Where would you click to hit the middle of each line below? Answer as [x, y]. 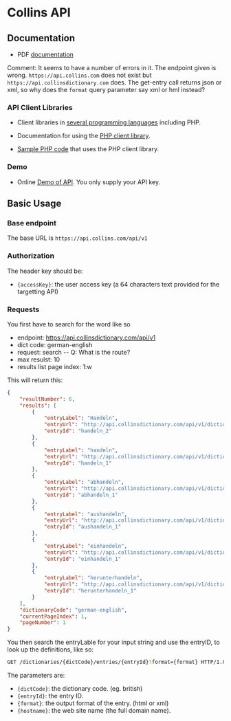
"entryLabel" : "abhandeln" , [84, 482]
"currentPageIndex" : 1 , [54, 617]
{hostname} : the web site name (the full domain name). [94, 710]
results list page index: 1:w [54, 366]
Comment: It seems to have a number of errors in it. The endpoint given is [112, 68]
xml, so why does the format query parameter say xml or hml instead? [106, 90]
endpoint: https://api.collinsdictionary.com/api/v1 [86, 337]
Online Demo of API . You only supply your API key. [89, 182]
